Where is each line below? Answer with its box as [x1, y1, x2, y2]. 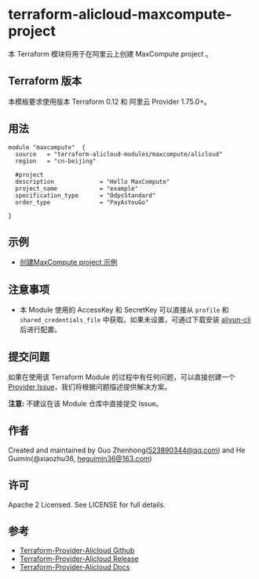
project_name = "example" [15, 185, 139, 192]
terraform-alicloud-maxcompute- [8, 5, 232, 24]
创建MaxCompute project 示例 [19, 258, 118, 267]
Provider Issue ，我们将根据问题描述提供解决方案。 [8, 383, 172, 391]
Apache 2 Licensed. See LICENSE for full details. [8, 500, 166, 509]
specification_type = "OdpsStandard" [15, 191, 156, 200]
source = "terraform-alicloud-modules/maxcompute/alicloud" [15, 150, 223, 158]
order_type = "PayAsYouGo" [15, 198, 149, 206]
